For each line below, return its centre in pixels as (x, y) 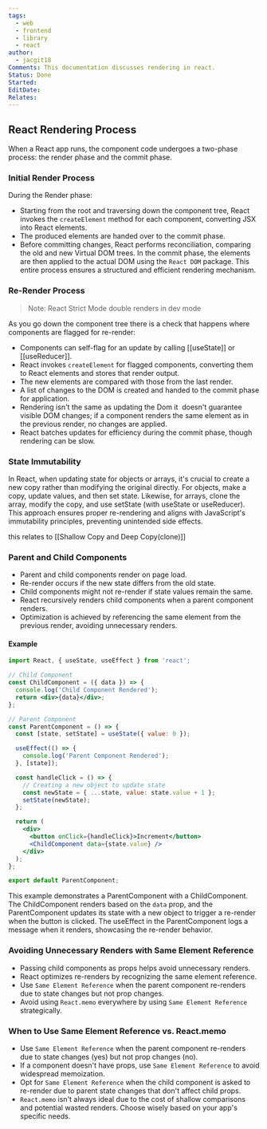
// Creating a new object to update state (94, 785)
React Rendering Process (73, 130)
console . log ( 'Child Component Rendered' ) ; (87, 690)
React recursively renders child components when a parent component (136, 600)
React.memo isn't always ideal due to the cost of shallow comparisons (132, 1099)
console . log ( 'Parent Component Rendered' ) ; (96, 756)
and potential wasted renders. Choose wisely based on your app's (128, 1107)
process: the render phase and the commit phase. (90, 157)
